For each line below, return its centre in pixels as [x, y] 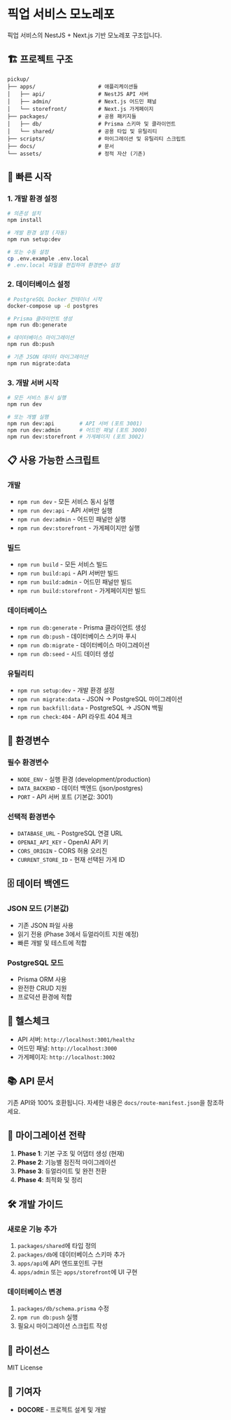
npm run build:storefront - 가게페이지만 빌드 [82, 591]
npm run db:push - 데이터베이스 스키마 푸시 [77, 636]
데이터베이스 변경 [35, 1292]
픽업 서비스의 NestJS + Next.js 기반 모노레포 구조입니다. [85, 35]
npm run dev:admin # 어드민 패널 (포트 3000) [77, 430]
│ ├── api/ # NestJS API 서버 [78, 94]
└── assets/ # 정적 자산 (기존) [77, 154]
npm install [24, 220]
